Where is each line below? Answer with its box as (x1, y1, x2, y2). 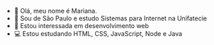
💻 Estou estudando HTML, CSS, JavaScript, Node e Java (13, 30, 183, 38)
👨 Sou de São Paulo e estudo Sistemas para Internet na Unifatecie (13, 14, 208, 22)
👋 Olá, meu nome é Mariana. (13, 7, 97, 15)
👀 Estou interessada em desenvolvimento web (13, 22, 150, 30)
